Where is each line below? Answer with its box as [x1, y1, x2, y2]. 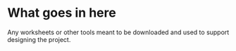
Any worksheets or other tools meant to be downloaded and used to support [7, 28, 230, 36]
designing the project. [7, 35, 71, 43]
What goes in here [7, 5, 116, 21]
